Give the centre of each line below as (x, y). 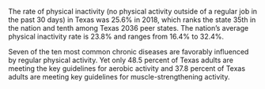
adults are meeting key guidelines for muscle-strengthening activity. (119, 77)
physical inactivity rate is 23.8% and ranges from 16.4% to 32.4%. (116, 36)
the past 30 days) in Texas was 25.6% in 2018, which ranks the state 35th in (132, 20)
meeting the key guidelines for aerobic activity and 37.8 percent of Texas (127, 69)
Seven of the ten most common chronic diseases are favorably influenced (129, 52)
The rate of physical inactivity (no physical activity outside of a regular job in (133, 11)
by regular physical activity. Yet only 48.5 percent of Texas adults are (121, 60)
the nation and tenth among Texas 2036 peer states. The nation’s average (129, 28)
